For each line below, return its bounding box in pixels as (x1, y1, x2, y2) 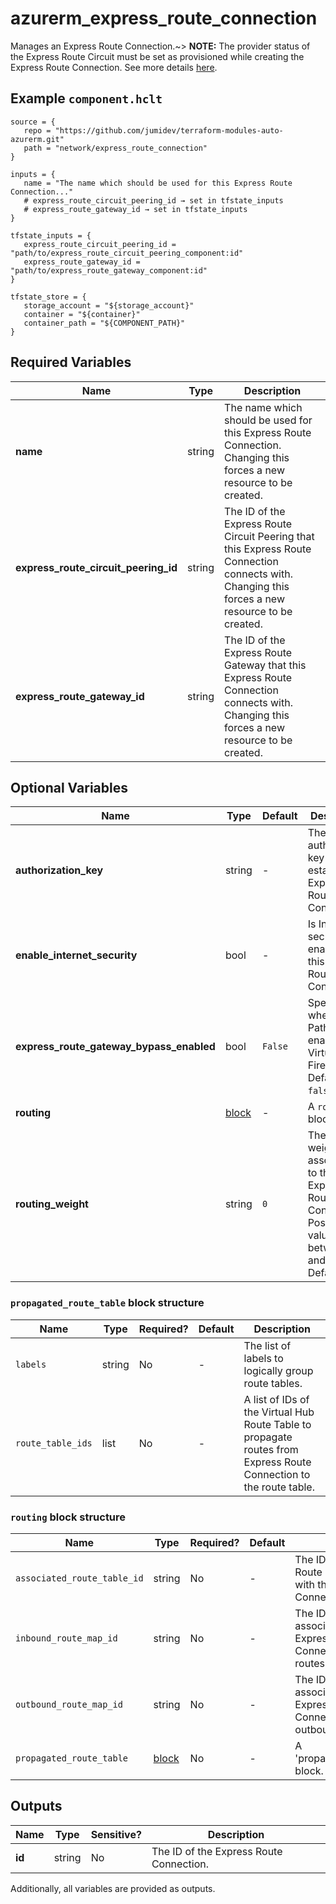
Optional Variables (10, 779, 128, 796)
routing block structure (10, 1510, 127, 1524)
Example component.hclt (10, 90, 163, 107)
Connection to (243, 1467, 311, 1481)
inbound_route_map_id (15, 1632, 118, 1644)
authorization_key (15, 863, 104, 877)
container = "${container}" (23, 309, 141, 319)
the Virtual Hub (243, 1405, 315, 1419)
